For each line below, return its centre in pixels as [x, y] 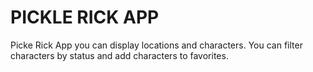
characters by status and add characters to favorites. [119, 55]
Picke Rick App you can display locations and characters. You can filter [156, 45]
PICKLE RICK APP [85, 17]
